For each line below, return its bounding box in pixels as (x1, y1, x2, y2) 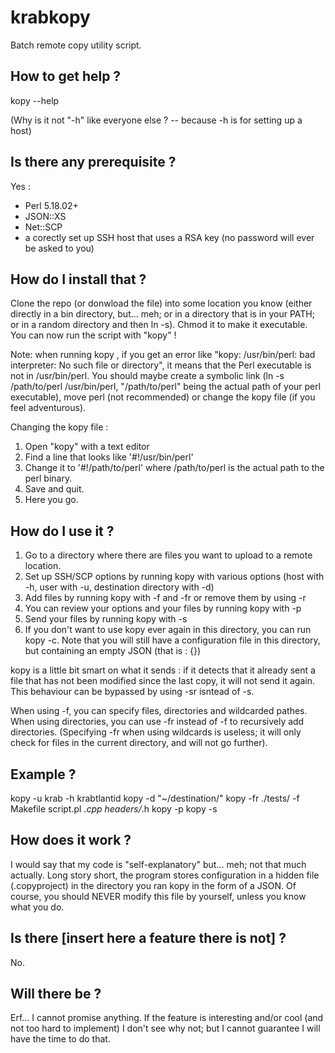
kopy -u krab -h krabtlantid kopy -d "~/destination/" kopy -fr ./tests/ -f (10, 792, 300, 804)
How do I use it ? (10, 522, 115, 540)
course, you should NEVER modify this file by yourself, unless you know (10, 890, 307, 902)
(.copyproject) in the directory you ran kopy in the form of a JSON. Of (10, 879, 297, 891)
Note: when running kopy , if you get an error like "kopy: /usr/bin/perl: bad (10, 349, 316, 361)
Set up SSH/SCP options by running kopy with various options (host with (24, 571, 325, 583)
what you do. (10, 901, 65, 913)
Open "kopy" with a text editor (24, 441, 150, 453)
